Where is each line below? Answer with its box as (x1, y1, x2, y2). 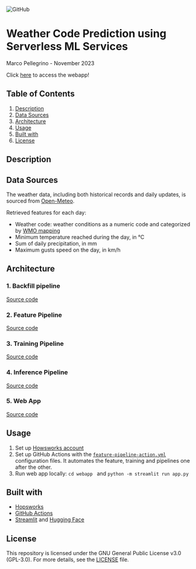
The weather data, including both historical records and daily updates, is (6, 191, 186, 198)
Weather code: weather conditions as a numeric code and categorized (14, 220, 191, 227)
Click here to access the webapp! (6, 71, 89, 78)
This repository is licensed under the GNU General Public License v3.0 (6, 550, 182, 557)
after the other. (14, 463, 52, 471)
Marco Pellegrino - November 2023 (6, 59, 95, 66)
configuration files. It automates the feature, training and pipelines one (14, 457, 190, 464)
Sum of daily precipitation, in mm (14, 240, 98, 247)
